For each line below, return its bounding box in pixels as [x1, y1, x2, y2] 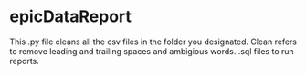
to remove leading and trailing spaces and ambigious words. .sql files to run [9, 45, 294, 56]
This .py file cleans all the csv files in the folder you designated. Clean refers [9, 36, 297, 47]
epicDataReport [9, 6, 132, 27]
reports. [9, 55, 39, 66]
